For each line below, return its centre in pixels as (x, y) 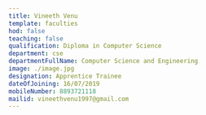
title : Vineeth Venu (44, 16)
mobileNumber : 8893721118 (52, 91)
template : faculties (44, 23)
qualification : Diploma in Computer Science (85, 46)
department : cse (36, 53)
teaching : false (36, 38)
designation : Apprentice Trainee (65, 76)
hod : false (27, 31)
